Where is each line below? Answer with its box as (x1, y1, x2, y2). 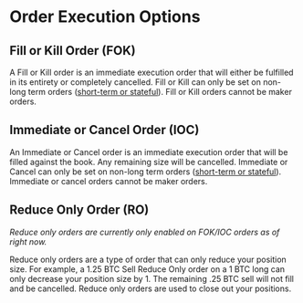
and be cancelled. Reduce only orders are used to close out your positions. (9, 283, 292, 294)
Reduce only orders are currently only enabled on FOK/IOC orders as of (9, 226, 280, 237)
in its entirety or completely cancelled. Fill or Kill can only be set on (9, 77, 262, 88)
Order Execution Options (9, 6, 201, 27)
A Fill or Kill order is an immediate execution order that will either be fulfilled (9, 67, 294, 78)
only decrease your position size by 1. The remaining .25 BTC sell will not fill (9, 273, 295, 284)
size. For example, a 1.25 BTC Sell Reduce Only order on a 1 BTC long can (9, 263, 286, 275)
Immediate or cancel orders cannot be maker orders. (9, 175, 208, 186)
